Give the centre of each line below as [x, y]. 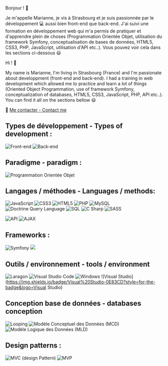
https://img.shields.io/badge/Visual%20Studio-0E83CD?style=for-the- [81, 282]
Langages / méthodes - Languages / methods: [80, 191]
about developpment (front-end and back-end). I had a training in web [79, 78]
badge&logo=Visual [26, 287]
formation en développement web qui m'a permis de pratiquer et [73, 31]
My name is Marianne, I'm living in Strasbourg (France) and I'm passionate [83, 73]
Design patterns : [33, 346]
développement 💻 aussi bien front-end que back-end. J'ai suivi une [77, 24]
